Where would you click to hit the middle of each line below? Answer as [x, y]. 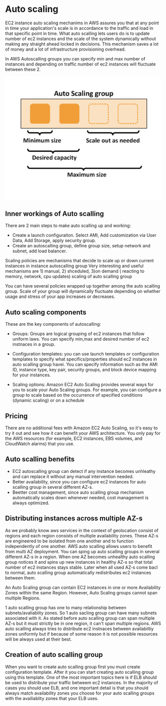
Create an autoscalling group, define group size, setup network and [81, 246]
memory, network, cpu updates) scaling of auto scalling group [69, 277]
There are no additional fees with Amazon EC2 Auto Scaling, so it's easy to [82, 428]
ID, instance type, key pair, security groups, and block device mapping [84, 370]
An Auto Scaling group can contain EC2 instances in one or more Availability [83, 587]
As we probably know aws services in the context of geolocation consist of [82, 530]
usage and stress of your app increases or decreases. [60, 296]
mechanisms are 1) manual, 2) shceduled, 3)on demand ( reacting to [75, 271]
